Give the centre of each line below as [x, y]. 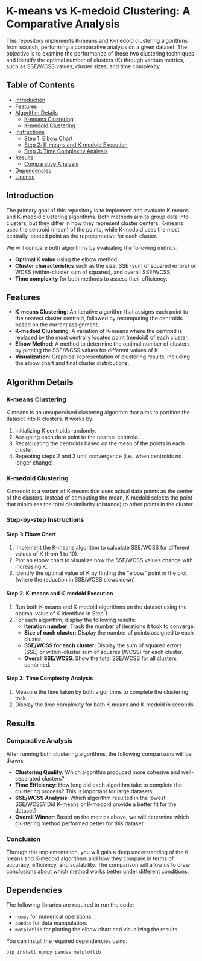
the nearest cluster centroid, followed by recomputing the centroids [99, 319]
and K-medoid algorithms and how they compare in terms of [99, 858]
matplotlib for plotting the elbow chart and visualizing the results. [97, 929]
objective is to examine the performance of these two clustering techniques [100, 53]
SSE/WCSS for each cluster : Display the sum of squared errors [103, 645]
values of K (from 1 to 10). [47, 554]
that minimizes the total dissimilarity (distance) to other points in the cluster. [100, 504]
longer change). [35, 463]
